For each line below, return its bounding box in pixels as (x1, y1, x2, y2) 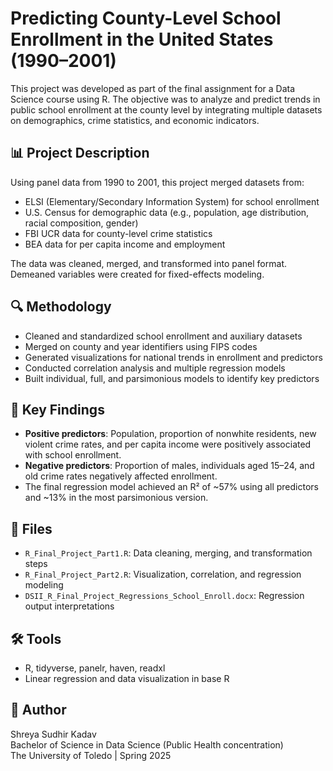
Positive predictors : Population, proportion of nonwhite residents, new (24, 428, 317, 440)
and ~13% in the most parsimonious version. (24, 492, 209, 504)
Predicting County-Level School (10, 7, 282, 30)
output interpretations (24, 600, 115, 612)
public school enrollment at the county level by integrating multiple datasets (10, 103, 323, 116)
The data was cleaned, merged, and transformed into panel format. (10, 257, 287, 269)
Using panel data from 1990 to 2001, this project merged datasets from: (10, 176, 305, 188)
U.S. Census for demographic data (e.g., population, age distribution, (24, 206, 310, 218)
